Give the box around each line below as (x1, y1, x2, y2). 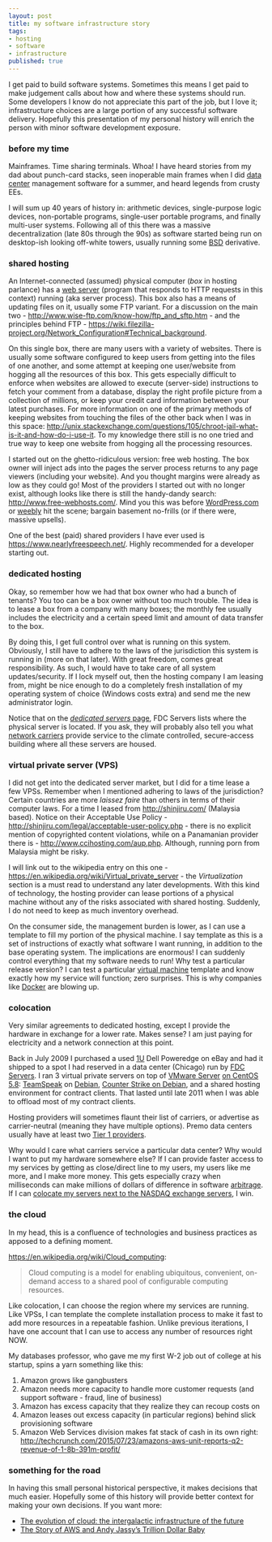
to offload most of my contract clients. (8, 1097, 136, 1107)
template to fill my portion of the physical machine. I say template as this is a (8, 930, 263, 940)
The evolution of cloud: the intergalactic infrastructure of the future (19, 1516, 244, 1526)
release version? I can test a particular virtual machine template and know (8, 964, 255, 975)
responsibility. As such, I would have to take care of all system (8, 663, 216, 673)
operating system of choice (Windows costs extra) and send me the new (8, 688, 251, 699)
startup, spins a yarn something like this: (8, 1359, 144, 1369)
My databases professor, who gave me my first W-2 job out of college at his (8, 1350, 261, 1361)
